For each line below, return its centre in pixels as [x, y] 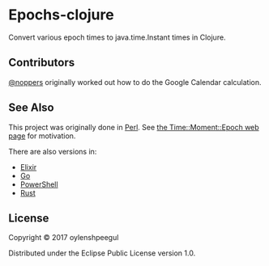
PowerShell [39, 184]
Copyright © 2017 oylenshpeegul [64, 238]
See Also [31, 108]
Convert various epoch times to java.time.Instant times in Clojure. [117, 37]
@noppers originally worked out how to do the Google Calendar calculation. [135, 82]
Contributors [42, 63]
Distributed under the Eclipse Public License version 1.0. [102, 253]
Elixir [28, 167]
